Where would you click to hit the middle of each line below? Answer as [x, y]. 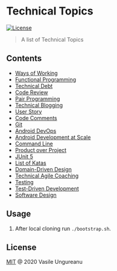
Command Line [34, 144]
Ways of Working [36, 73]
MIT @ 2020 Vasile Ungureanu [44, 262]
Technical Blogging [39, 105]
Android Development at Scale [53, 137]
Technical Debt [34, 86]
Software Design [36, 195]
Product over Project [41, 150]
